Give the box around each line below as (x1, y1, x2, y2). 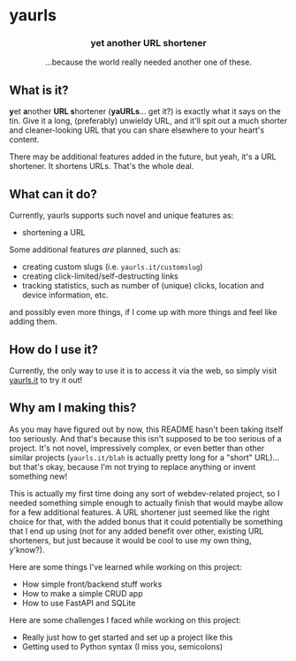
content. (9, 135, 40, 145)
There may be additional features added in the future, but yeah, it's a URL (9, 151, 277, 162)
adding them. (9, 316, 57, 327)
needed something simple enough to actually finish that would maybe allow (9, 497, 284, 508)
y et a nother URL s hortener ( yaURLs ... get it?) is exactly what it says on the (9, 106, 281, 117)
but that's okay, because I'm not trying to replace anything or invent (9, 461, 256, 472)
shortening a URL (21, 227, 86, 238)
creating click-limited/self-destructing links (21, 271, 178, 281)
